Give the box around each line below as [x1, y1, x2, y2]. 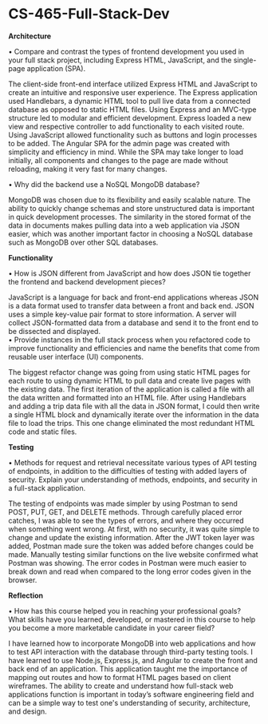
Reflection [8, 591, 44, 600]
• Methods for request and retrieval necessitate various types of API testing [8, 457, 258, 467]
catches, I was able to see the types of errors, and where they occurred [8, 515, 245, 525]
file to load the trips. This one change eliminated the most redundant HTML [8, 418, 255, 428]
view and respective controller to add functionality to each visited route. [8, 121, 245, 131]
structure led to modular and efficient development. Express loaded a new [8, 113, 252, 122]
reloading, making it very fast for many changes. [8, 164, 167, 173]
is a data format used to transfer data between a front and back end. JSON [8, 300, 254, 310]
